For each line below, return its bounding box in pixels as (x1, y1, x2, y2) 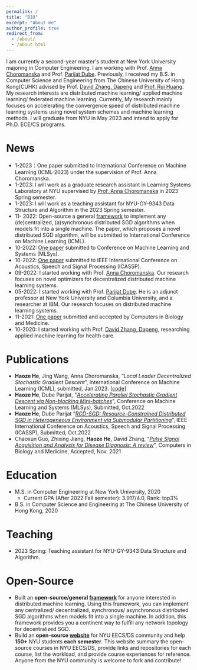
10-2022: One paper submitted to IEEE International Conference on (14, 256, 178, 263)
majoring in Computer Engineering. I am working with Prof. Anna (6, 64, 162, 71)
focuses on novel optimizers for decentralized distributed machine (14, 275, 176, 282)
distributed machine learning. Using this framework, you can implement (14, 600, 189, 607)
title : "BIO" (6, 14, 38, 20)
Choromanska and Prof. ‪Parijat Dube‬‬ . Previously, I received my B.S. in (6, 70, 175, 78)
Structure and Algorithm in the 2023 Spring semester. (14, 206, 146, 213)
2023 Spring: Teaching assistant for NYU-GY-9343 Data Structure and (14, 547, 187, 554)
